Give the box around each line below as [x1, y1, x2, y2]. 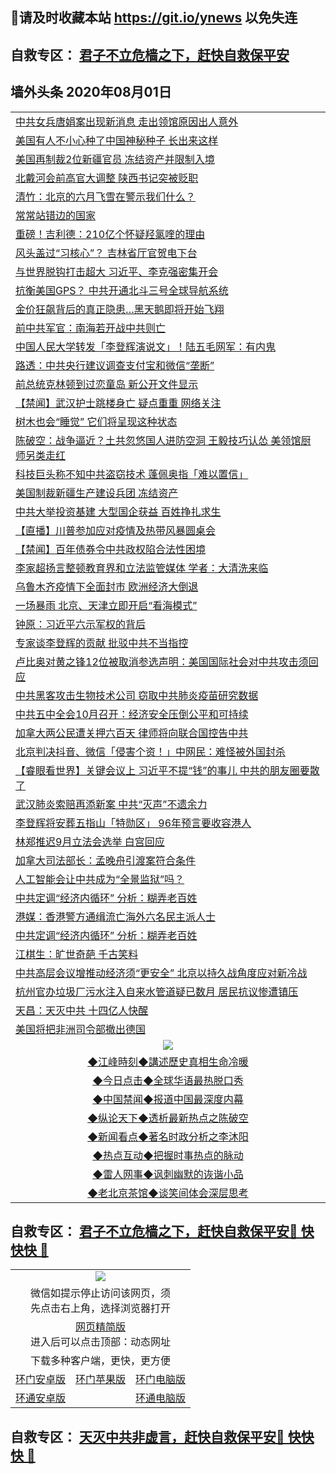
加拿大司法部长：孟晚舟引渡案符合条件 [15, 853, 197, 867]
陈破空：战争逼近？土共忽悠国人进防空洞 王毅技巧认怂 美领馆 [15, 433, 302, 447]
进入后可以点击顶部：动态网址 [30, 1335, 172, 1349]
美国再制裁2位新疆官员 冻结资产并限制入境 [15, 152, 215, 166]
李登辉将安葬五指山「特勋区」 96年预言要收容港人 [15, 816, 252, 830]
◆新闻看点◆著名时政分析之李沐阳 [87, 1129, 249, 1143]
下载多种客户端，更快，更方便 [30, 1354, 172, 1368]
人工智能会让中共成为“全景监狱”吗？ [15, 872, 185, 886]
